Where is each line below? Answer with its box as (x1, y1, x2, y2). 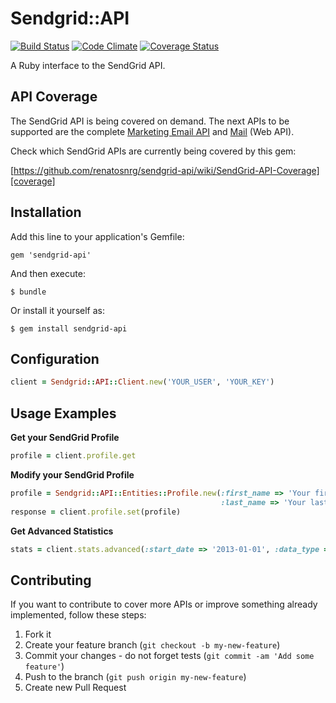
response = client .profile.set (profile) (10, 507, 182, 517)
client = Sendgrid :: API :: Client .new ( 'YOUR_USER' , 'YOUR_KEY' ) (10, 377, 275, 387)
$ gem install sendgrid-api (10, 323, 128, 334)
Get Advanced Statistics (10, 525, 114, 537)
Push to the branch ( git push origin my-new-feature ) (24, 671, 247, 683)
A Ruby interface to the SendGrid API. (10, 59, 166, 71)
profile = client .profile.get (10, 451, 137, 461)
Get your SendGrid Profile (10, 432, 120, 444)
